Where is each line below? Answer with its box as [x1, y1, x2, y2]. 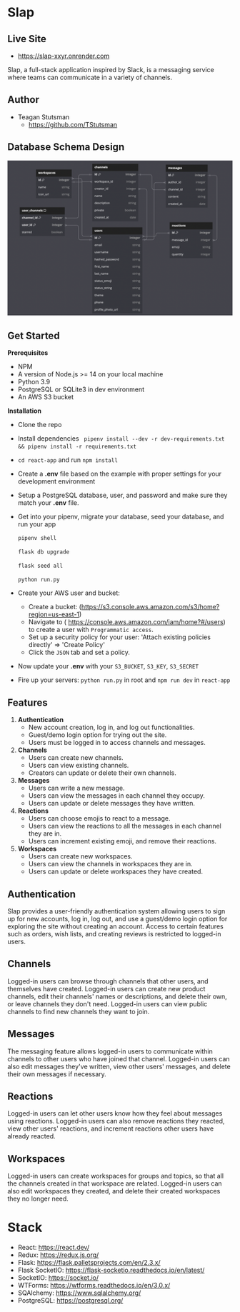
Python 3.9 [17, 377, 51, 386]
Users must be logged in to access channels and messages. [28, 738, 206, 747]
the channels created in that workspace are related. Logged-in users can [7, 1179, 223, 1188]
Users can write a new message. [28, 783, 125, 793]
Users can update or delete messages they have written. [28, 799, 195, 808]
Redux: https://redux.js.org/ [17, 1251, 99, 1259]
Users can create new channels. [28, 753, 124, 762]
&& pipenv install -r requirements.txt [17, 443, 137, 450]
